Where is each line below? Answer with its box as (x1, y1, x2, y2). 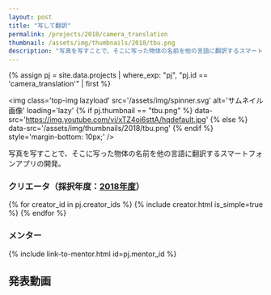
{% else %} (210, 115, 248, 124)
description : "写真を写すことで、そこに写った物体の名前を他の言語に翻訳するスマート (8, 47, 264, 56)
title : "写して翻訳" (8, 21, 71, 30)
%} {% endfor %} (8, 209, 67, 218)
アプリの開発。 (15, 158, 66, 169)
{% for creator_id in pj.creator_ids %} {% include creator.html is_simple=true (8, 200, 264, 209)
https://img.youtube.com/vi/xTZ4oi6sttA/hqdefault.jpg (25, 115, 206, 124)
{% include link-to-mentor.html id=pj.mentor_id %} (8, 249, 177, 259)
